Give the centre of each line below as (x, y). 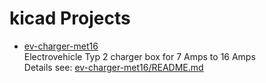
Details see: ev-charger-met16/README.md (113, 67)
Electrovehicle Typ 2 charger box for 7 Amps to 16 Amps (139, 56)
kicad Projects (70, 18)
